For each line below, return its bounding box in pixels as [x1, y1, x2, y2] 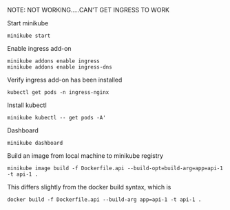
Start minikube [7, 19, 49, 27]
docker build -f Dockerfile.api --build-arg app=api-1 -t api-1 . [7, 196, 202, 203]
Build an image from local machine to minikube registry [7, 152, 164, 160]
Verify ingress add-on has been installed [7, 75, 123, 84]
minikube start [7, 32, 51, 39]
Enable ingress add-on [7, 45, 72, 52]
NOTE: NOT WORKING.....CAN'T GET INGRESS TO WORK [7, 6, 170, 14]
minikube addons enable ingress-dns [7, 64, 112, 71]
